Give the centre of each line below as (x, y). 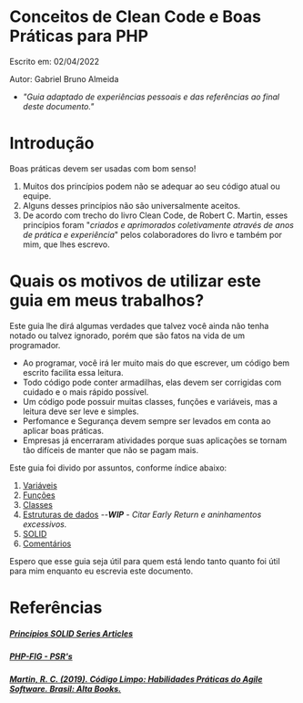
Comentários (47, 543)
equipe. (37, 196)
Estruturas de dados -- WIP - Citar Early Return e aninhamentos (142, 514)
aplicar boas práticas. (63, 430)
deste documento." (58, 106)
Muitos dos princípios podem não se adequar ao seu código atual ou (151, 186)
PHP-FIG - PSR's (41, 656)
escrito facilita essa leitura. (73, 372)
